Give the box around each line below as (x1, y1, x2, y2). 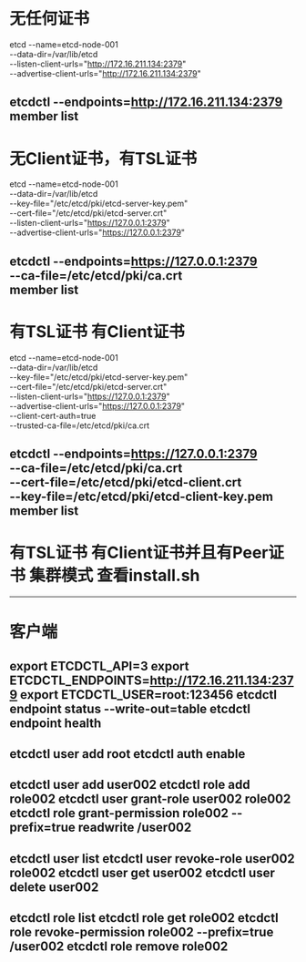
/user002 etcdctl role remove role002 (9, 939, 229, 955)
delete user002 (9, 879, 99, 895)
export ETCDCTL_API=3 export (9, 658, 189, 674)
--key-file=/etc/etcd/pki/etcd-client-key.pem (9, 488, 273, 504)
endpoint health (9, 715, 102, 731)
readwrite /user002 (77, 820, 192, 835)
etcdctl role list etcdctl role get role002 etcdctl (9, 910, 280, 926)
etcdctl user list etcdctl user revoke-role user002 (9, 851, 296, 866)
